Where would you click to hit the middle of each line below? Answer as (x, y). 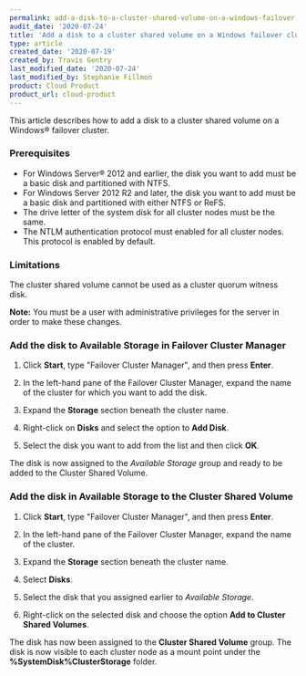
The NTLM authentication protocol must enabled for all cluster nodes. (153, 231)
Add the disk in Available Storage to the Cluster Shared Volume (152, 496)
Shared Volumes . (56, 624)
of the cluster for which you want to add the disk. (115, 392)
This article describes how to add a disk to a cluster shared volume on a (144, 120)
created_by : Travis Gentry (61, 60)
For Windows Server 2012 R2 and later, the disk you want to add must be (159, 192)
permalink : (30, 18)
